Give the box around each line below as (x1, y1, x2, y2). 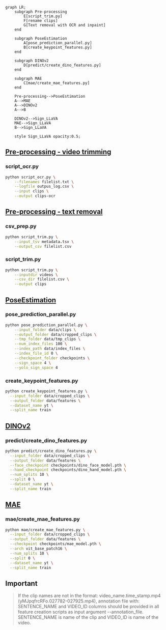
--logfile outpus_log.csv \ (14, 184, 74, 189)
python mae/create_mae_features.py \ (5, 527, 86, 532)
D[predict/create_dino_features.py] (23, 63, 101, 68)
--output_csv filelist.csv (14, 244, 72, 249)
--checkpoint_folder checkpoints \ (14, 355, 90, 361)
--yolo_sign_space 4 (14, 365, 58, 370)
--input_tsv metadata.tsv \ (14, 239, 74, 244)
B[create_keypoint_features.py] (23, 45, 93, 50)
